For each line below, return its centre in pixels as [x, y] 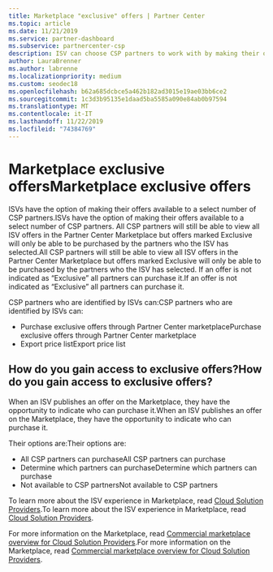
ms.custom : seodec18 [43, 84]
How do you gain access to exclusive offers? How [135, 370]
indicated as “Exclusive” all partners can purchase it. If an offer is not [123, 277]
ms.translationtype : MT [49, 106]
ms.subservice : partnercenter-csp [67, 46]
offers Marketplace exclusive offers [130, 186]
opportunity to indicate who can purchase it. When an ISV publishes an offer [135, 410]
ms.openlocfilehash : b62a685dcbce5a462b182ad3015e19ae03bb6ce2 [118, 91]
